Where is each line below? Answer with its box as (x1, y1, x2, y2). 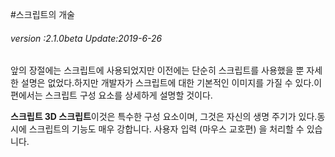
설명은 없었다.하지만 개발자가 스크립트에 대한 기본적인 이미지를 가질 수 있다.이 (20, 77, 323, 89)
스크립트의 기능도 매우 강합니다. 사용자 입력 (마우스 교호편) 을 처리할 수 (28, 123, 305, 135)
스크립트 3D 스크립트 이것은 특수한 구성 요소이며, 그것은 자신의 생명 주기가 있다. (10, 111, 318, 123)
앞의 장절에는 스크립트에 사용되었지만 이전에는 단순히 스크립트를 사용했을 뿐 (10, 64, 305, 77)
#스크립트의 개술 (10, 9, 75, 20)
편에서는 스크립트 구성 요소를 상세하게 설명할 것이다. (10, 89, 213, 102)
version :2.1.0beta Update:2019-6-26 (10, 32, 163, 44)
